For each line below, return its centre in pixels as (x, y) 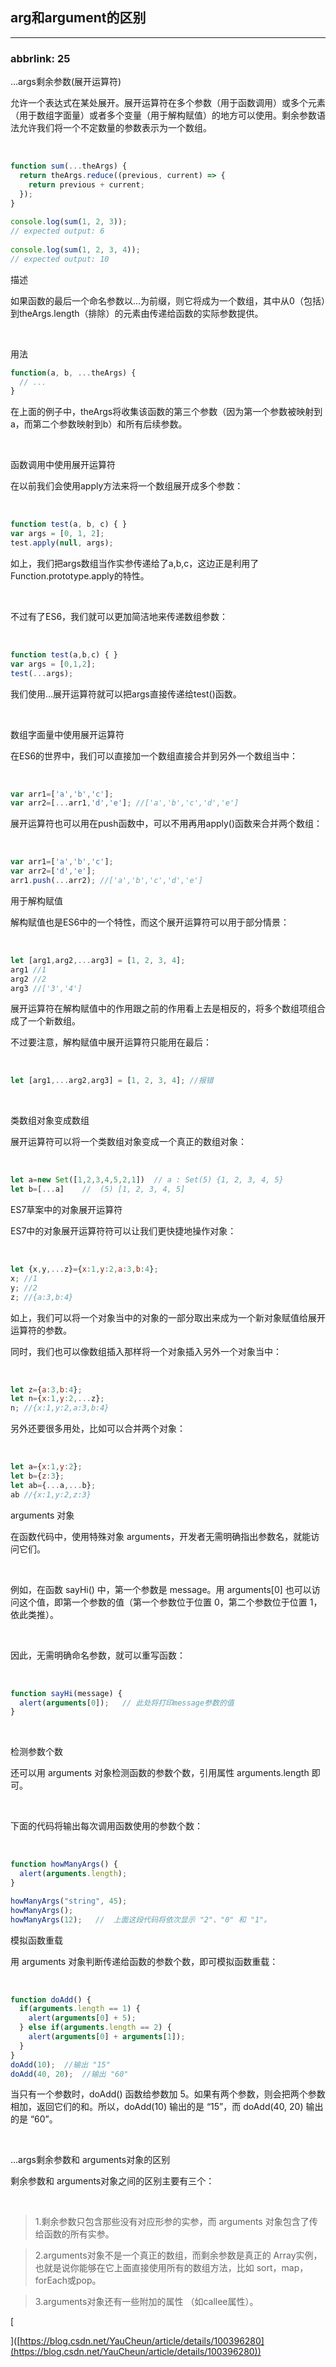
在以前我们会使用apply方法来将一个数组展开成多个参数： (127, 486)
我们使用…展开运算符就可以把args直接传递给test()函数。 (126, 694)
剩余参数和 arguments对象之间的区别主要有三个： (112, 2181)
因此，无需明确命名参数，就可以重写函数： (98, 1655)
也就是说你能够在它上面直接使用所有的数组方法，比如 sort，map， (171, 2268)
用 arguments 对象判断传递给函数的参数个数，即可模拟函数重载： (144, 1961)
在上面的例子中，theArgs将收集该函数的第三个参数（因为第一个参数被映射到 (166, 412)
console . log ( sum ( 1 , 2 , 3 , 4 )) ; (75, 249)
